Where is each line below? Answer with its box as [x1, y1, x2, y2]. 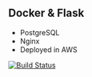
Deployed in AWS [19, 44, 78, 55]
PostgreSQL [19, 27, 60, 37]
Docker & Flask [8, 6, 85, 20]
